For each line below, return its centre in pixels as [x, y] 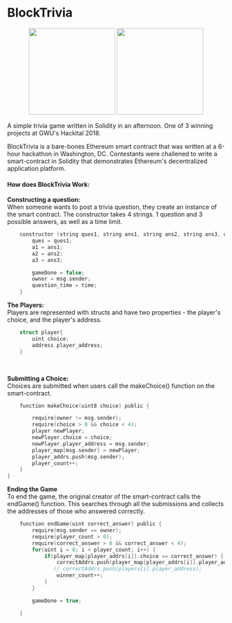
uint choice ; [51, 339]
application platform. [37, 168]
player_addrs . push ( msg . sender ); [79, 457]
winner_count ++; [80, 575]
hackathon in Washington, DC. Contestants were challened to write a [119, 154]
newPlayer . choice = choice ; [72, 438]
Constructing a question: [44, 200]
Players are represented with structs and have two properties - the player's [114, 313]
